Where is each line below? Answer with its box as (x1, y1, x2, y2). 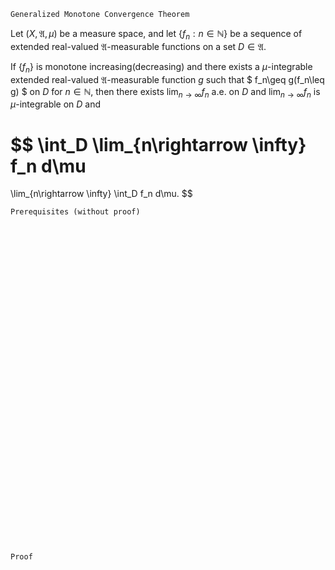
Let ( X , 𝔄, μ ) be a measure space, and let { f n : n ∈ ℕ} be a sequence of (10, 28, 303, 42)
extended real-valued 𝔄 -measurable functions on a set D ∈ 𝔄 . (10, 40, 267, 52)
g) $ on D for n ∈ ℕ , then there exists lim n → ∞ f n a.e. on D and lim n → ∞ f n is (10, 85, 321, 100)
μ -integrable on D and (10, 98, 102, 110)
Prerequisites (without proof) (10, 207, 141, 217)
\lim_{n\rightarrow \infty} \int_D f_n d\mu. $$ (10, 188, 193, 200)
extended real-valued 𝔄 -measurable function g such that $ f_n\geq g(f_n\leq (10, 73, 325, 85)
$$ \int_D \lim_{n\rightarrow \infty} (10, 133, 307, 156)
